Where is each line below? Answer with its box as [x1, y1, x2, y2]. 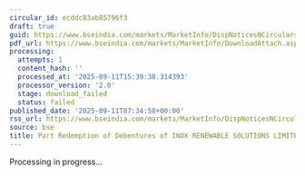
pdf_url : [9, 38, 43, 48]
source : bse [9, 123, 54, 132]
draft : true [9, 22, 54, 31]
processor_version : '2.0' [17, 81, 116, 90]
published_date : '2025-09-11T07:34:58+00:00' [9, 106, 184, 115]
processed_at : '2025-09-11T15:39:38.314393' [17, 73, 189, 82]
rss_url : [9, 114, 43, 123]
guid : [9, 30, 30, 39]
